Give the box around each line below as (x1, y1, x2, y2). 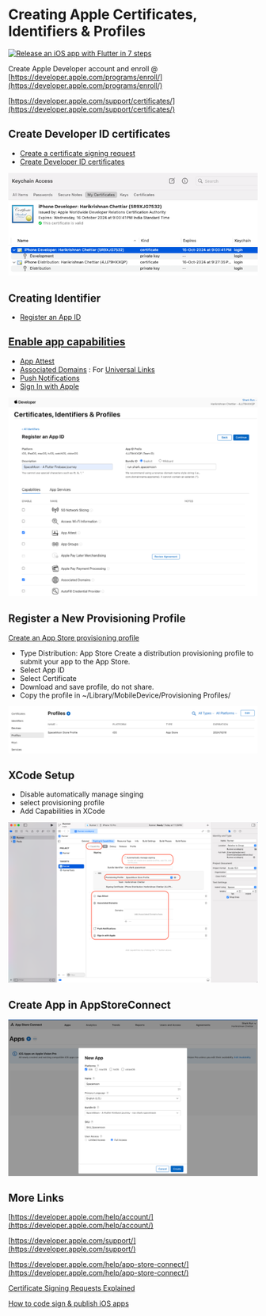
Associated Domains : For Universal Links (19, 364, 156, 374)
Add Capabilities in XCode (19, 806, 105, 816)
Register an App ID (19, 312, 82, 321)
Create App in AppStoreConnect (8, 998, 172, 1011)
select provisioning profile (19, 798, 105, 808)
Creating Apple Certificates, (8, 6, 198, 24)
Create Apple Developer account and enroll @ (8, 63, 158, 73)
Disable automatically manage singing (19, 789, 144, 799)
